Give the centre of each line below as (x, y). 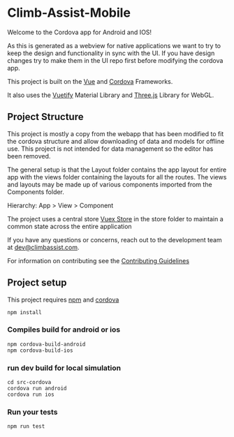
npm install (24, 312)
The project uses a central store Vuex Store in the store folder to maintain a (115, 218)
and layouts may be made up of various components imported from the (110, 184)
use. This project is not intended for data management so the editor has (110, 149)
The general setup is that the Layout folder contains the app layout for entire (117, 170)
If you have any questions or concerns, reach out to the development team (115, 239)
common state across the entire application (70, 226)
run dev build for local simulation (64, 368)
